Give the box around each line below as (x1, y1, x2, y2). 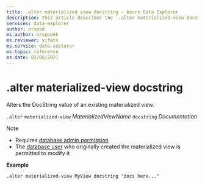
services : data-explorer (6, 20, 70, 26)
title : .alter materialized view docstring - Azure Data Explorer (6, 9, 179, 15)
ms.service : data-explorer (6, 43, 75, 49)
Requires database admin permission (15, 136, 109, 143)
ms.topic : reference (6, 49, 59, 55)
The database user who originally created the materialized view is (15, 143, 181, 150)
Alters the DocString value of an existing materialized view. (6, 101, 154, 108)
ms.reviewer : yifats (6, 37, 59, 43)
